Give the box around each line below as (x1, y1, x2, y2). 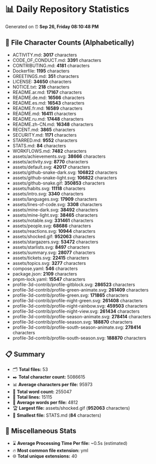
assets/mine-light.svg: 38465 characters (12, 212, 98, 218)
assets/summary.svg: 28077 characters (12, 249, 96, 255)
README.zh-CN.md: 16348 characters (12, 121, 94, 127)
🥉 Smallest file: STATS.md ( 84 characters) (12, 412, 102, 418)
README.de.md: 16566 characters (12, 95, 85, 101)
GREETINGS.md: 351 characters (12, 73, 79, 79)
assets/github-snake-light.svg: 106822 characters (12, 174, 117, 180)
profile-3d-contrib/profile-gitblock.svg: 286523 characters (12, 282, 135, 288)
